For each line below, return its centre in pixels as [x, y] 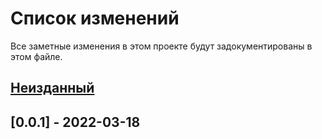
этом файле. [36, 56]
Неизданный [52, 88]
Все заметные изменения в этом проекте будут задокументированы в [161, 46]
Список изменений [95, 18]
